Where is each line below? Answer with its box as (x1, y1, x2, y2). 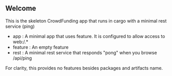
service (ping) (5, 23, 35, 29)
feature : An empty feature (12, 44, 69, 50)
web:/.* (12, 39, 29, 45)
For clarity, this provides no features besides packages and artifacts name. (5, 65, 163, 71)
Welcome (5, 4, 36, 13)
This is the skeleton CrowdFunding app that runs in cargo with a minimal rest (5, 17, 167, 24)
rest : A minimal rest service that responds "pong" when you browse (12, 49, 157, 55)
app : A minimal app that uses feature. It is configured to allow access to (12, 33, 165, 39)
